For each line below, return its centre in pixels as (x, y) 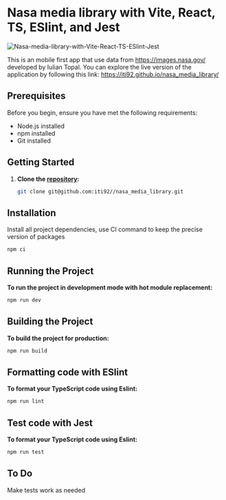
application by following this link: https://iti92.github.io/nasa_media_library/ (113, 74)
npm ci (16, 249)
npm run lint (26, 402)
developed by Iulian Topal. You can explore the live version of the (100, 67)
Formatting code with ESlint (68, 372)
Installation (32, 212)
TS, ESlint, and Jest (64, 27)
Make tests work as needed (46, 490)
